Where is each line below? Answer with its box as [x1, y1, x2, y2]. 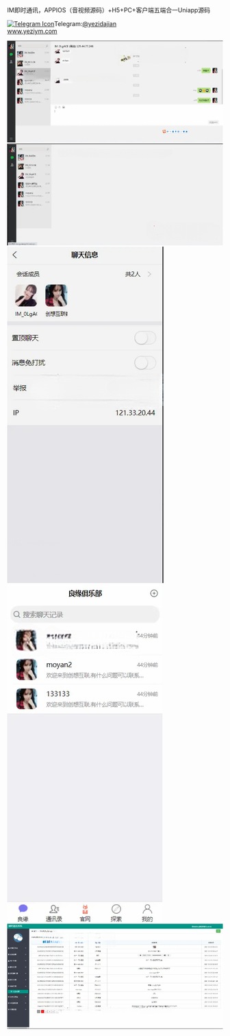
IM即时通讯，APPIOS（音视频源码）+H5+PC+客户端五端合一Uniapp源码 [7, 6, 211, 14]
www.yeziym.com [7, 27, 57, 35]
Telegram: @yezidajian [54, 20, 117, 27]
